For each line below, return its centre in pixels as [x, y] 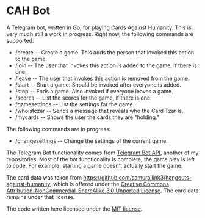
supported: [20, 40]
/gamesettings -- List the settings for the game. [75, 104]
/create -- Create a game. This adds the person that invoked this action [105, 52]
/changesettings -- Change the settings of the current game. [91, 140]
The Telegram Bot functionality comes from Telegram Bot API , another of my [103, 153]
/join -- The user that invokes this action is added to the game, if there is [106, 65]
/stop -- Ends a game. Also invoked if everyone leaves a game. [94, 91]
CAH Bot [28, 11]
